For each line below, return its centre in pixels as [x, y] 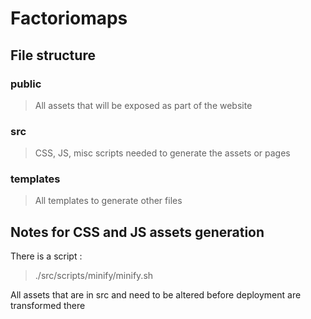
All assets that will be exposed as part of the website [143, 105]
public [26, 84]
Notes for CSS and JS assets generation [137, 232]
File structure [53, 55]
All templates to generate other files [108, 201]
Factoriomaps [69, 18]
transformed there [48, 306]
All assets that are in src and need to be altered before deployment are [156, 295]
